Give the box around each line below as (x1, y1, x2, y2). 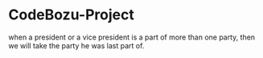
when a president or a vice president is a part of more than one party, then (8, 32, 256, 42)
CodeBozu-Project (8, 6, 134, 24)
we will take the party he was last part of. (8, 40, 145, 50)
